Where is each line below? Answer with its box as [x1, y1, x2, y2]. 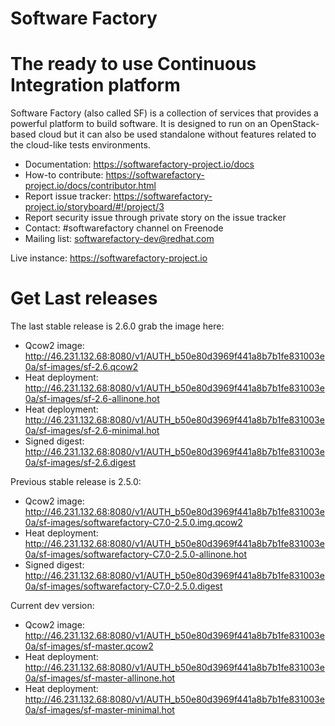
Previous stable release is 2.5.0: [10, 476, 142, 488]
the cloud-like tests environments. [10, 139, 151, 151]
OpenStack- [269, 118, 320, 130]
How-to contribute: [24, 169, 104, 181]
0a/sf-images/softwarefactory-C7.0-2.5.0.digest [24, 580, 223, 592]
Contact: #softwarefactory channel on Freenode [24, 222, 224, 234]
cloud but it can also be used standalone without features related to [38, 128, 317, 141]
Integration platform [10, 74, 181, 97]
